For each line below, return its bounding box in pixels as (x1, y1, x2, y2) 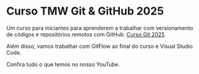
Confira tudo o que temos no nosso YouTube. (6, 61, 120, 68)
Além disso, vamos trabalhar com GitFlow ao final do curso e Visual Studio (6, 42, 193, 50)
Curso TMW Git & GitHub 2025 (6, 4, 164, 18)
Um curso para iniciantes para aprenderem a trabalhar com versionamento (6, 24, 194, 32)
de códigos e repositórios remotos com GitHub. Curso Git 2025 (6, 30, 166, 38)
